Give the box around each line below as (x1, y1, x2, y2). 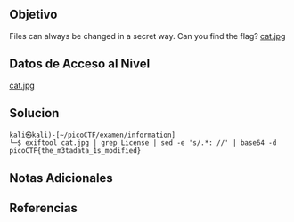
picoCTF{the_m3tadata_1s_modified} (9, 147, 142, 155)
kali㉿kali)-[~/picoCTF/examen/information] (9, 131, 176, 140)
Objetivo (9, 7, 58, 22)
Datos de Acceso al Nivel (9, 57, 151, 72)
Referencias (9, 201, 78, 216)
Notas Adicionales (9, 170, 113, 186)
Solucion (9, 106, 60, 121)
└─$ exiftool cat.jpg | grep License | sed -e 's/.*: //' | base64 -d (9, 139, 277, 147)
